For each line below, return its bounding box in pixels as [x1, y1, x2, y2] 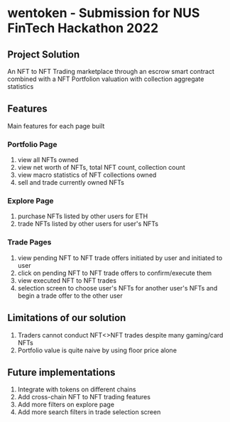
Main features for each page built [7, 121, 105, 130]
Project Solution [7, 48, 80, 60]
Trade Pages [7, 237, 52, 247]
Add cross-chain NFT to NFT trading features [17, 393, 151, 401]
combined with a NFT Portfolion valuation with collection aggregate [7, 75, 204, 83]
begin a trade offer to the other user [17, 291, 123, 300]
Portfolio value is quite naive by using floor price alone [17, 346, 177, 355]
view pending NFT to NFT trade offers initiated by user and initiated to [17, 254, 223, 262]
